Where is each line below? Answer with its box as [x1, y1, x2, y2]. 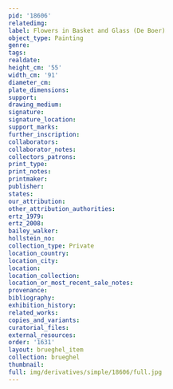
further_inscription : [8, 130, 81, 138]
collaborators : [8, 137, 59, 146]
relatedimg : [8, 19, 48, 27]
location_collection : [8, 272, 81, 280]
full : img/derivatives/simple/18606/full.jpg [8, 368, 162, 376]
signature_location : [8, 116, 77, 124]
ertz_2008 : [8, 220, 45, 228]
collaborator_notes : [8, 145, 77, 153]
